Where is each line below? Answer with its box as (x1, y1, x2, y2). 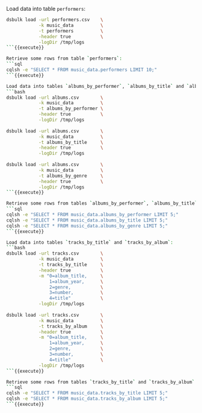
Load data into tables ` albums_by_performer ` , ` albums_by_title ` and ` (6, 83, 189, 89)
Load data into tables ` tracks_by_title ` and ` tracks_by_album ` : (6, 239, 173, 246)
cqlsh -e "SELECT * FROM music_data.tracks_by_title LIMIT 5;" (6, 390, 168, 396)
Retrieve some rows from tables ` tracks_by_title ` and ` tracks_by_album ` (6, 379, 195, 385)
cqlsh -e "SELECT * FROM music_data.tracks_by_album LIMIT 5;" (6, 396, 168, 402)
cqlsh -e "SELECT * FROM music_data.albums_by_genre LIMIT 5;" (6, 223, 168, 229)
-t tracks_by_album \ (38, 323, 103, 329)
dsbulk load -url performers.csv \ (6, 17, 103, 23)
